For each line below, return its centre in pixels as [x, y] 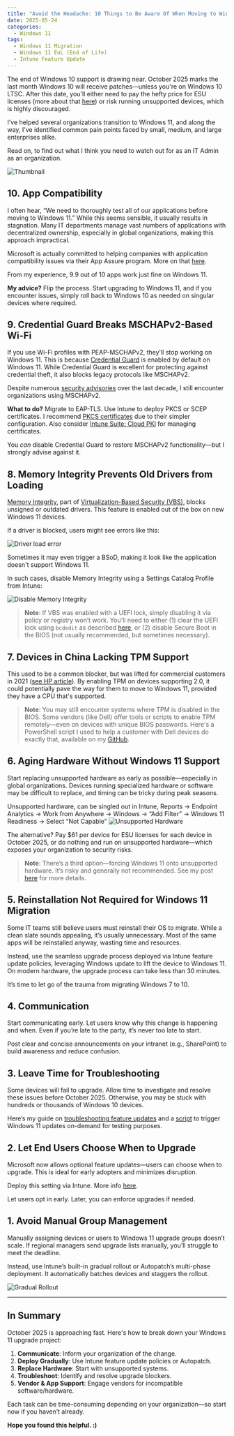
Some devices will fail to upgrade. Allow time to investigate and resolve [109, 1090]
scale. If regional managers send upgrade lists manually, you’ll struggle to [113, 1245]
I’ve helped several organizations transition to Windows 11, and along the [111, 122]
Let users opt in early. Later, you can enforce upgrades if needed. [101, 1199]
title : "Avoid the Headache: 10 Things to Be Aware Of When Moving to [112, 14]
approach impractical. [39, 240]
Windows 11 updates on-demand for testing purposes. [85, 1126]
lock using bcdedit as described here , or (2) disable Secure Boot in [120, 628]
